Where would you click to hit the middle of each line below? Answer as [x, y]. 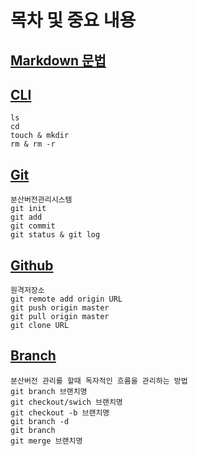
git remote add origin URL [66, 299]
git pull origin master [60, 317]
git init [28, 209]
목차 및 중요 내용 [73, 20]
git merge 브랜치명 [46, 441]
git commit [33, 226]
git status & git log [55, 235]
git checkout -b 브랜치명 [60, 412]
